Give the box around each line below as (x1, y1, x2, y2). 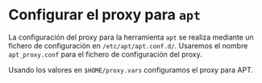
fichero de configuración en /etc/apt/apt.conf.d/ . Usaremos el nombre (8, 40, 248, 50)
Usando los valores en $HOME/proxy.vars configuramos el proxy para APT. (8, 64, 254, 74)
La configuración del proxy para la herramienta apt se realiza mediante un (8, 32, 254, 42)
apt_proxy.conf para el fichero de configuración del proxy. (8, 49, 203, 59)
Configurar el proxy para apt (8, 6, 202, 24)
